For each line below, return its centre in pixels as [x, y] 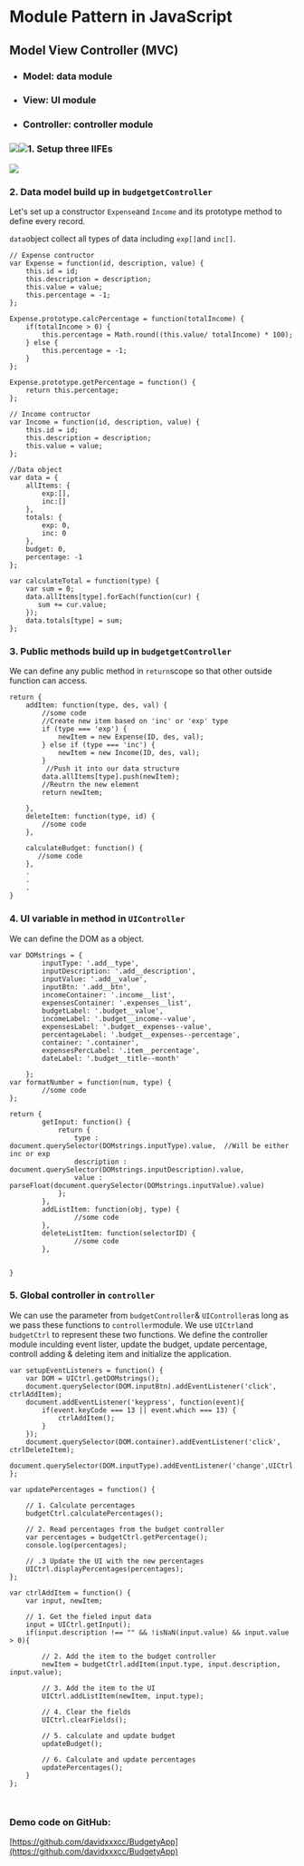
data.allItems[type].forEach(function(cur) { [113, 596]
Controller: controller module [88, 124]
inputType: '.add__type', [91, 963]
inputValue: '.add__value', [95, 979]
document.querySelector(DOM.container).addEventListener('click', [153, 1442]
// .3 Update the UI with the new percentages [115, 1561]
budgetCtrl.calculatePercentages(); [95, 1513]
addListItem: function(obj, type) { [111, 1209]
